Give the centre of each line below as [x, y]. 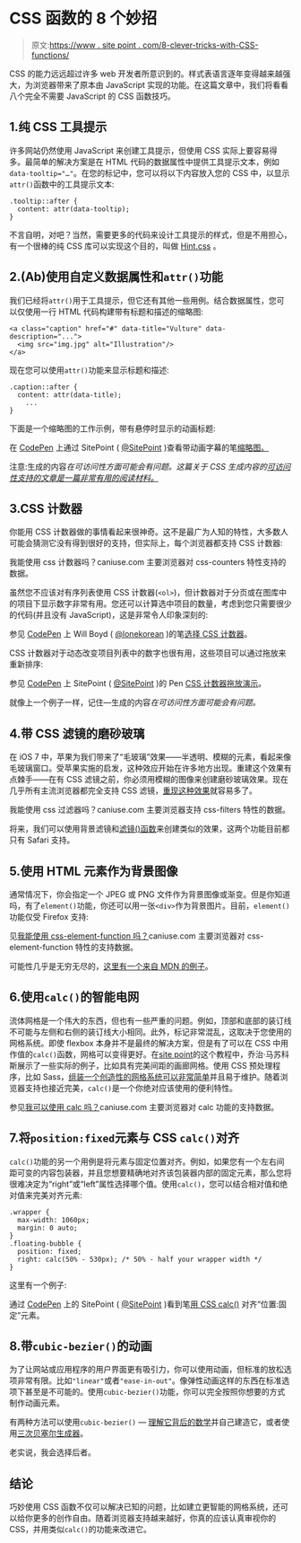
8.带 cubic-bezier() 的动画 [81, 1347]
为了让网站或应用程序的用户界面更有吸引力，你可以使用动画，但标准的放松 [146, 1370]
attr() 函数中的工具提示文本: [62, 184]
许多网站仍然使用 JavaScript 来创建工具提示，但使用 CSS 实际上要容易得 [143, 150]
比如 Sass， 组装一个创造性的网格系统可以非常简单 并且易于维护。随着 [152, 1076]
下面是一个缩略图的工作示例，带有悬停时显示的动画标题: [113, 428]
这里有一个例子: [38, 1284]
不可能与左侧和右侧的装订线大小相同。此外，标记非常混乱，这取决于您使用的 [150, 1032]
